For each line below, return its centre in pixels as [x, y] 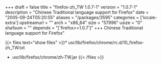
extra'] [12, 22]
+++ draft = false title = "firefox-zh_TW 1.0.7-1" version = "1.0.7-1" [71, 7]
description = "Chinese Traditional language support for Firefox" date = [77, 12]
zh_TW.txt [15, 48]
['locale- [149, 17]
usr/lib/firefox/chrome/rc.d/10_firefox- [106, 43]
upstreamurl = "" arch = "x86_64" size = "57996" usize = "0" [81, 22]
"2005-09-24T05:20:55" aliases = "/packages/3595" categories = [72, 17]
